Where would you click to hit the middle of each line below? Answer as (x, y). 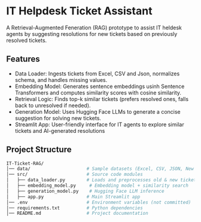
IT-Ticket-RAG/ (25, 163)
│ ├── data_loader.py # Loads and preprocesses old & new (92, 180)
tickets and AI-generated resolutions (60, 130)
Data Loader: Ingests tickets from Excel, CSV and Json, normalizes (97, 74)
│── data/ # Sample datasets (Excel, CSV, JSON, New (100, 169)
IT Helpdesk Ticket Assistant (79, 11)
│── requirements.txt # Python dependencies (75, 208)
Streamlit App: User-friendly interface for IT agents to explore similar (99, 124)
